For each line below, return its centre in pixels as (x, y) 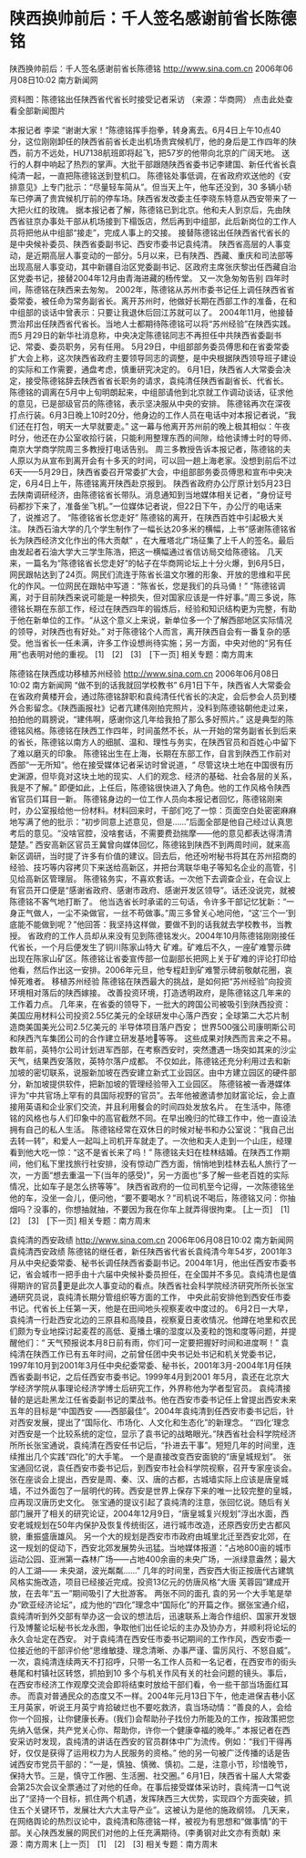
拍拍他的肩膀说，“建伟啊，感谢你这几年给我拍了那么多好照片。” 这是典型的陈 (152, 719)
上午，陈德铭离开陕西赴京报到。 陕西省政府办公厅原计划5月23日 (172, 483)
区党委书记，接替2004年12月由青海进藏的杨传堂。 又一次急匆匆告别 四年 (146, 278)
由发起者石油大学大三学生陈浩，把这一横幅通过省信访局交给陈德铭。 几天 (146, 552)
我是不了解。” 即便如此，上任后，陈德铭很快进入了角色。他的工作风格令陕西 (150, 787)
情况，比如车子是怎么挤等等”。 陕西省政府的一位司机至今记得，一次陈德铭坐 (152, 1186)
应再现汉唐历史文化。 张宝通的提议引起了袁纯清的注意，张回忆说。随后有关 (150, 1502)
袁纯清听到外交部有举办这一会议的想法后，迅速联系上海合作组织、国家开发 (149, 1615)
